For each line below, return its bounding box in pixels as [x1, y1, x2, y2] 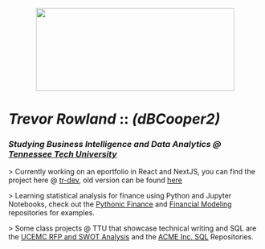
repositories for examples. [8, 208, 95, 218]
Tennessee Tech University [8, 149, 118, 160]
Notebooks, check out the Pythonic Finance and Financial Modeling [8, 199, 232, 209]
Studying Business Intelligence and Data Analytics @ [8, 139, 222, 150]
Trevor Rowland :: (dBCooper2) [8, 110, 221, 129]
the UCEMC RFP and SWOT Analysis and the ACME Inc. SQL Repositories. [8, 232, 255, 242]
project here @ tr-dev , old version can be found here [8, 175, 182, 185]
